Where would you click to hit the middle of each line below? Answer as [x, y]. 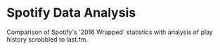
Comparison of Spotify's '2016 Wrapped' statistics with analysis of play [110, 32]
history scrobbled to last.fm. [47, 39]
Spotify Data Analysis [71, 13]
